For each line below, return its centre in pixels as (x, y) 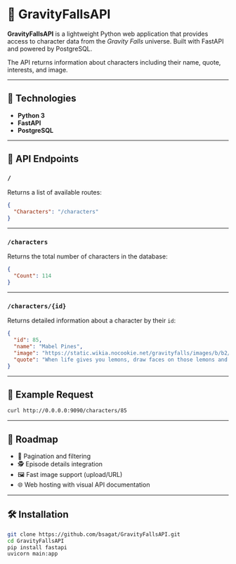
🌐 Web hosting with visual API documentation (84, 485)
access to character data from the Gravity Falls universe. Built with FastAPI (116, 41)
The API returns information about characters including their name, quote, (114, 62)
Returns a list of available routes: (54, 192)
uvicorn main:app (33, 554)
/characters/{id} (37, 306)
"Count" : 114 (33, 276)
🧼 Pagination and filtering (54, 457)
